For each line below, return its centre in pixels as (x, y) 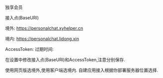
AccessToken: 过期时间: (29, 49)
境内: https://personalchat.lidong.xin (42, 39)
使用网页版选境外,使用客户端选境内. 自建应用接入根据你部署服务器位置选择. (82, 70)
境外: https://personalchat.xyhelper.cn (44, 28)
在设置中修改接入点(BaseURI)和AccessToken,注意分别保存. (65, 60)
